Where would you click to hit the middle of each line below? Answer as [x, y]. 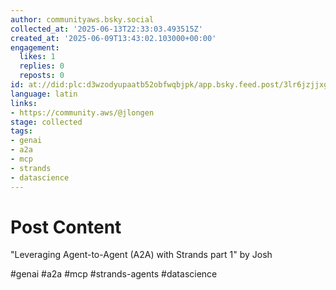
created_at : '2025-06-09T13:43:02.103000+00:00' [113, 38]
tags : [21, 131]
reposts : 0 [42, 76]
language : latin [44, 94]
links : [24, 103]
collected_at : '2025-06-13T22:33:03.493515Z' [106, 29]
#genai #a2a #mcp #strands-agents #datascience [114, 274]
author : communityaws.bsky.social [82, 19]
